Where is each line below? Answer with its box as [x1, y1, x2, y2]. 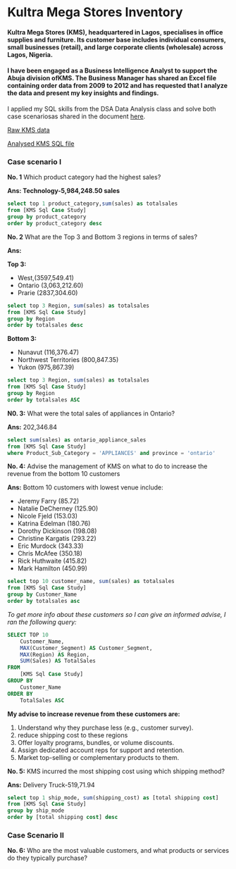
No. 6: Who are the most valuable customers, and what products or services [7, 846, 230, 855]
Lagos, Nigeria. [7, 50, 53, 58]
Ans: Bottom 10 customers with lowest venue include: [7, 483, 163, 492]
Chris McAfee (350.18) [17, 549, 83, 558]
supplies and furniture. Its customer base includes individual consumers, [7, 35, 227, 44]
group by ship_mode [7, 807, 65, 814]
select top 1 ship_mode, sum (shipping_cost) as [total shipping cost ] [7, 794, 219, 801]
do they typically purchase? [7, 854, 88, 863]
